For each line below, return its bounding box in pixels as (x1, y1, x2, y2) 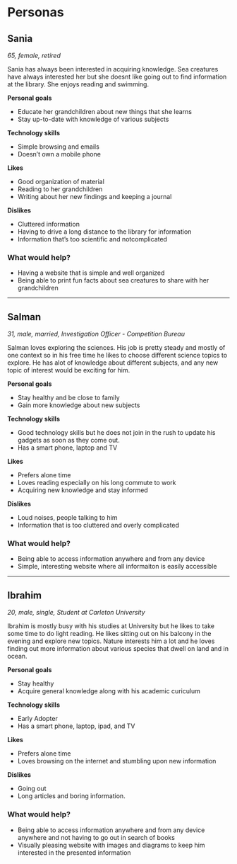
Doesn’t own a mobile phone (17, 150, 101, 158)
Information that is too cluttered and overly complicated (17, 521, 180, 530)
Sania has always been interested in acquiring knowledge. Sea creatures (7, 65, 219, 73)
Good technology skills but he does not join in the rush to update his (17, 428, 216, 437)
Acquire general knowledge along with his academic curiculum (17, 687, 201, 695)
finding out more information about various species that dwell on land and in (7, 644, 229, 653)
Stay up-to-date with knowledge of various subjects (17, 115, 169, 123)
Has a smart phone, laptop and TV (17, 443, 118, 452)
